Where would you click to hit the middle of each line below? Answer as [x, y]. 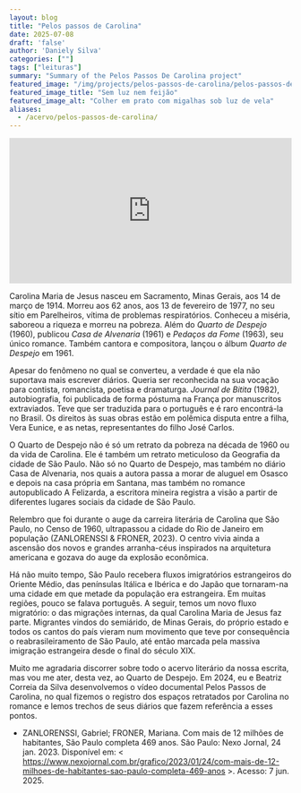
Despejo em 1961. [42, 354]
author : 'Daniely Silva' [56, 51]
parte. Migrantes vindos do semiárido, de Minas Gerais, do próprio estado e [149, 622]
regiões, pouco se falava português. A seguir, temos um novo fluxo [133, 603]
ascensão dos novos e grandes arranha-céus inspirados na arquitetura [140, 548]
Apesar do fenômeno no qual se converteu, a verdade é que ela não [135, 371]
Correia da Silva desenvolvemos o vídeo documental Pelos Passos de [138, 687]
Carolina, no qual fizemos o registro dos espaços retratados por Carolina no [149, 697]
